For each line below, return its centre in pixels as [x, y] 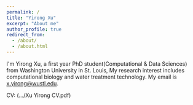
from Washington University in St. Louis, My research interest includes [96, 70]
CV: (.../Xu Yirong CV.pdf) [39, 95]
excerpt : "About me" [33, 23]
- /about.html [30, 47]
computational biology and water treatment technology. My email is [92, 77]
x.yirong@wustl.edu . [32, 83]
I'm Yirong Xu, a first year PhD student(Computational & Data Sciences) [97, 64]
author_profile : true [34, 29]
